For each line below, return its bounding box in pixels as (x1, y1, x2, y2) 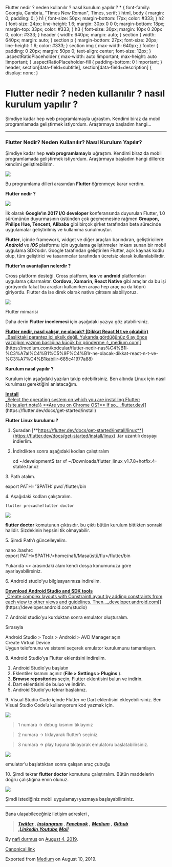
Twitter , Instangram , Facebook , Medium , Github (17, 821, 129, 827)
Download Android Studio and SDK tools (5, 588, 93, 594)
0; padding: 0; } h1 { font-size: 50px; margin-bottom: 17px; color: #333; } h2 (5, 15, 164, 21)
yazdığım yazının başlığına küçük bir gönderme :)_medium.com (5, 340, 139, 346)
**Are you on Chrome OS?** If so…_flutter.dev (42, 402, 143, 408)
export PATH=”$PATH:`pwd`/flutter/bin (5, 483, 87, 489)
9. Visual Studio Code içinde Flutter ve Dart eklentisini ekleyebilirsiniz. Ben (5, 697, 162, 703)
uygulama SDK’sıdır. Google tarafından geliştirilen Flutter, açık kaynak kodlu (5, 247, 164, 253)
